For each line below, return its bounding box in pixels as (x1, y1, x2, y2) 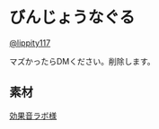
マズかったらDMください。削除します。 (9, 56, 155, 66)
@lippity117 (9, 37, 51, 48)
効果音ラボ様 (9, 110, 57, 121)
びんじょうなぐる (9, 7, 136, 28)
